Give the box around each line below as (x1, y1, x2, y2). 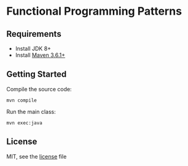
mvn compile (6, 97, 37, 104)
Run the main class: (6, 108, 57, 115)
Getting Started (6, 69, 67, 80)
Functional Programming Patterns (6, 4, 182, 18)
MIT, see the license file (6, 153, 67, 160)
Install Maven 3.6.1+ (15, 51, 66, 59)
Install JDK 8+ (15, 45, 51, 52)
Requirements (6, 29, 61, 39)
